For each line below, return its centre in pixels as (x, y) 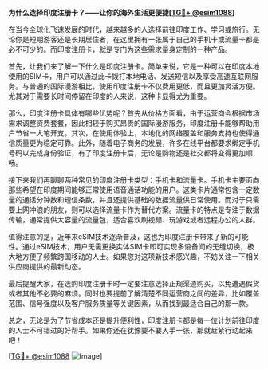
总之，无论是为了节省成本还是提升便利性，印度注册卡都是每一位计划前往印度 (134, 320)
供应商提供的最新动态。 (47, 267)
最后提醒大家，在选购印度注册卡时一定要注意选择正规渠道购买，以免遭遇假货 (134, 283)
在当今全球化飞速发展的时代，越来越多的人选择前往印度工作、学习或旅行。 (130, 29)
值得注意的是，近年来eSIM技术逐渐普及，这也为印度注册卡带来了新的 (122, 237)
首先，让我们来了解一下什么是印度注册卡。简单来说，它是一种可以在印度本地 (134, 66)
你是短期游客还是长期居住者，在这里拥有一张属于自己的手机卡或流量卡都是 (137, 39)
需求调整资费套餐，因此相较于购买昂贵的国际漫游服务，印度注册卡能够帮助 (130, 123)
